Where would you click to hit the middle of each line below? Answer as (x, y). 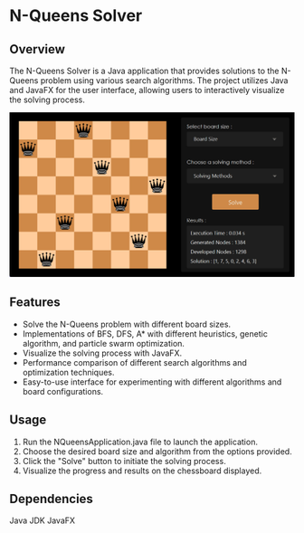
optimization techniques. (68, 372)
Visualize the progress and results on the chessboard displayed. (142, 471)
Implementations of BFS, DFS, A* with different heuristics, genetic (145, 333)
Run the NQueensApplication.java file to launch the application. (140, 442)
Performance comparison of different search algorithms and (134, 362)
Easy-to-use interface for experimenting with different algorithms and (152, 382)
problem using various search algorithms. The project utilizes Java (164, 81)
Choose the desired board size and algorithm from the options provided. (157, 451)
